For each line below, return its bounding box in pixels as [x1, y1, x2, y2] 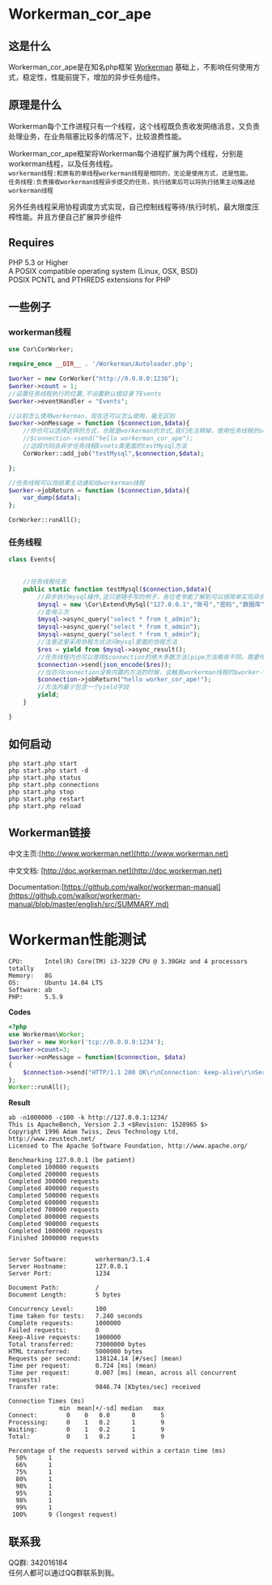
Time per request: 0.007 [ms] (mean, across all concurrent [8, 1369, 237, 1378]
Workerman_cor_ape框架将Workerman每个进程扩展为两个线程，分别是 [8, 148, 244, 158]
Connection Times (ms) [8, 1397, 85, 1406]
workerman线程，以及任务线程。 [8, 159, 117, 169]
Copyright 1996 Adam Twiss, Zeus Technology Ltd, [8, 1128, 180, 1136]
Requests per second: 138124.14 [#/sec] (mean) [8, 1355, 183, 1363]
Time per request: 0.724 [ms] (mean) [8, 1362, 158, 1370]
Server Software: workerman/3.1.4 [8, 1255, 151, 1264]
